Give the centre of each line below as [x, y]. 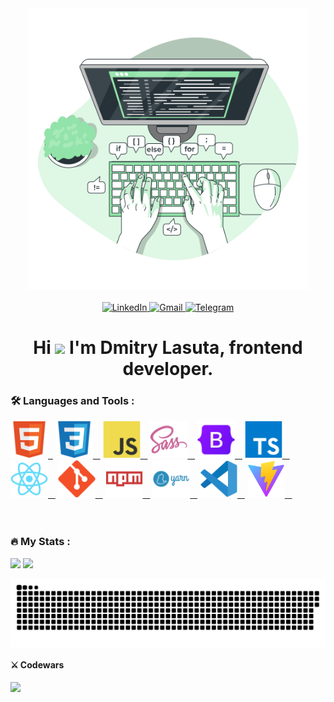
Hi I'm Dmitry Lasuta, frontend [168, 348]
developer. [168, 369]
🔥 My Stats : [40, 542]
